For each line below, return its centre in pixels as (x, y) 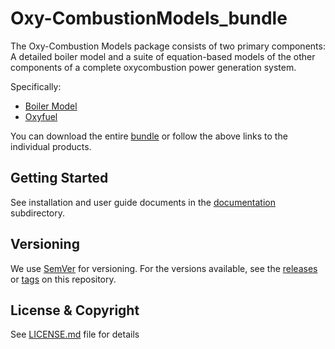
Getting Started (59, 178)
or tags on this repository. (63, 279)
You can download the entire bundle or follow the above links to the (149, 136)
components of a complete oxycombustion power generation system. (153, 67)
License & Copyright (75, 310)
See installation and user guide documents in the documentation (143, 202)
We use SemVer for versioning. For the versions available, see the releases (164, 268)
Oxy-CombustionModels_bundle (149, 18)
